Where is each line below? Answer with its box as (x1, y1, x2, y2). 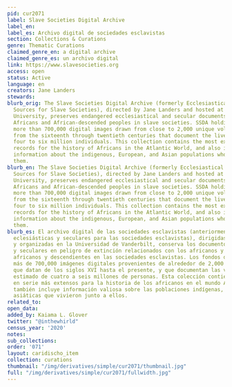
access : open (7, 68, 45, 75)
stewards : (7, 94, 36, 101)
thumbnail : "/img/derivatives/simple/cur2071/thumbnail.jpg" (7, 363, 187, 370)
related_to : (7, 299, 41, 306)
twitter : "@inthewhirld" (7, 318, 79, 325)
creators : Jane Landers (7, 87, 76, 94)
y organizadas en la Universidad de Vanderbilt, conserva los (13, 241, 196, 248)
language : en (7, 81, 45, 88)
